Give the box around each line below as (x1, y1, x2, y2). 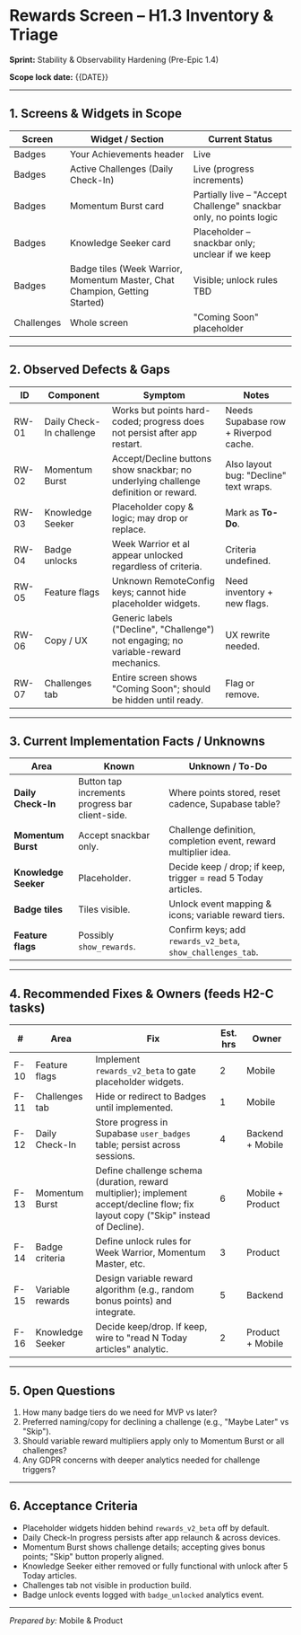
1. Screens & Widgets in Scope (9, 106, 182, 121)
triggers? (21, 1464, 56, 1474)
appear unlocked (111, 549, 184, 561)
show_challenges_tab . (168, 946, 259, 959)
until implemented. (95, 1101, 174, 1114)
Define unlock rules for (95, 1235, 192, 1248)
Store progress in (95, 1116, 168, 1128)
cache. (225, 437, 254, 450)
